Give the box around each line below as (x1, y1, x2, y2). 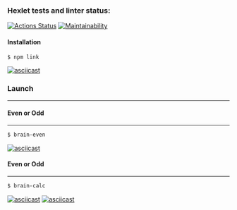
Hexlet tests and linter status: (7, 6, 111, 16)
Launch (7, 84, 34, 94)
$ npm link (7, 54, 39, 61)
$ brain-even (7, 131, 46, 138)
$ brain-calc (7, 182, 46, 189)
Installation (7, 37, 41, 46)
